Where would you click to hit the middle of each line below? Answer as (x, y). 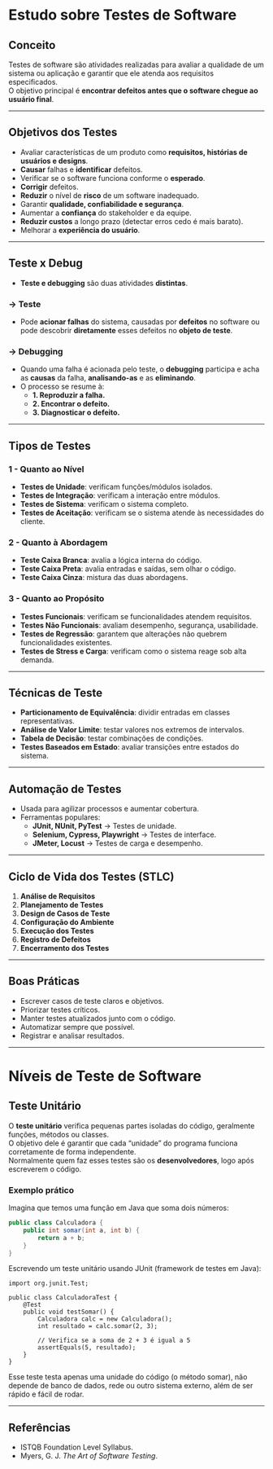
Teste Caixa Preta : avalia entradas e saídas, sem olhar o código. (128, 569)
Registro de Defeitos (55, 939)
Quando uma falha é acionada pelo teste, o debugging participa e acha (140, 369)
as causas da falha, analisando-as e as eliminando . (108, 378)
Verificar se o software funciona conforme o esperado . (113, 178)
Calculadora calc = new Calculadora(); (105, 1319)
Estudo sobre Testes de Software (123, 15)
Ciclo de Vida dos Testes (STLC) (91, 876)
